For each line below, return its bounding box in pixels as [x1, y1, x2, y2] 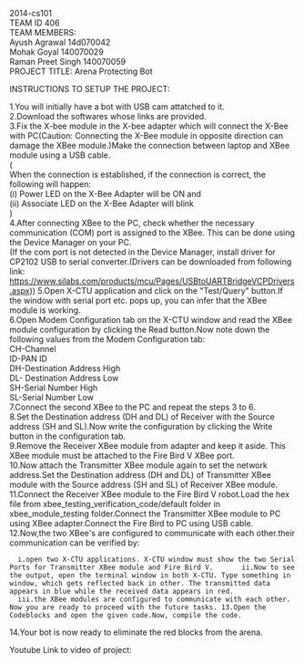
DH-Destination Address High [9, 363, 121, 373]
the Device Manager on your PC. [9, 237, 132, 247]
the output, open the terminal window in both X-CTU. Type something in [9, 571, 291, 580]
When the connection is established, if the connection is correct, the [9, 169, 267, 180]
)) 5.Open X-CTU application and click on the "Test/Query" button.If [29, 285, 284, 296]
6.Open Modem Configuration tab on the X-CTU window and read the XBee [9, 315, 293, 325]
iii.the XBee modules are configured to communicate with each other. [17, 595, 291, 604]
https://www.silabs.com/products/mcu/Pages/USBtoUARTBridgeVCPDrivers [9, 275, 295, 286]
